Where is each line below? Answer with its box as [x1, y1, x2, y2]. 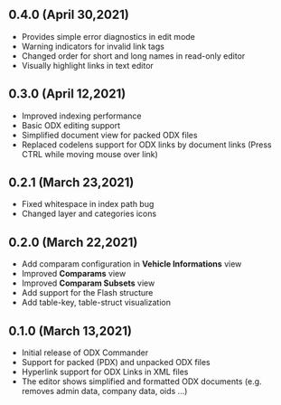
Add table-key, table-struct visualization [21, 297, 172, 308]
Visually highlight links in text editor [21, 60, 155, 71]
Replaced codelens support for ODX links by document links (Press [21, 139, 272, 150]
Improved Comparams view [21, 268, 126, 279]
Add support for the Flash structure [21, 287, 154, 298]
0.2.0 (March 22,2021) [8, 234, 138, 250]
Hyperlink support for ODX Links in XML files [21, 366, 189, 378]
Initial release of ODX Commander [21, 347, 149, 358]
